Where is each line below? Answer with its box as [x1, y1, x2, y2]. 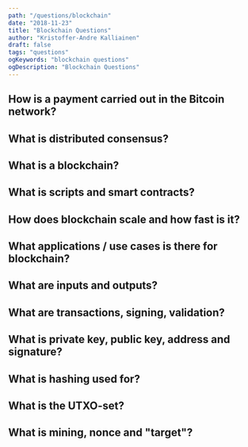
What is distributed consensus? [8, 132, 169, 145]
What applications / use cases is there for [8, 239, 218, 254]
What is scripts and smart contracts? [8, 185, 196, 199]
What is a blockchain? [8, 159, 120, 172]
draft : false [8, 41, 52, 49]
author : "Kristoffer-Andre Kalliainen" [8, 33, 140, 42]
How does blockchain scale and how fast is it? [8, 212, 240, 226]
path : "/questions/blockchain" [8, 11, 112, 20]
